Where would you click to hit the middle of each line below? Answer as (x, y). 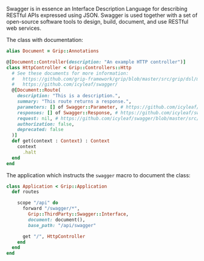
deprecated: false (40, 130)
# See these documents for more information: (70, 73)
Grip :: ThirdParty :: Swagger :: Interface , (79, 214)
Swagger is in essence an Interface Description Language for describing (97, 9)
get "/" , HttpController (54, 236)
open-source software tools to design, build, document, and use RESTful (97, 22)
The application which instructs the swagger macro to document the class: (98, 175)
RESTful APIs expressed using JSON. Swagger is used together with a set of (102, 15)
